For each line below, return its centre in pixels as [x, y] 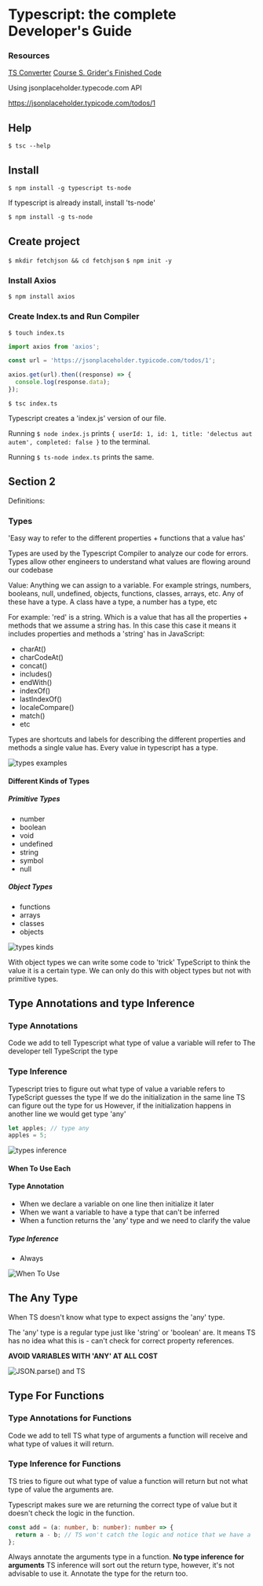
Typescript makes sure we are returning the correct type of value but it [123, 1504]
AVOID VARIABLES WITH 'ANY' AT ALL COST [83, 1356]
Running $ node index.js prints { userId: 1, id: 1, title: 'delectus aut [130, 433]
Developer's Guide [70, 31]
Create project [44, 241]
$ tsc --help [29, 146]
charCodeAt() [42, 657]
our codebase [31, 570]
